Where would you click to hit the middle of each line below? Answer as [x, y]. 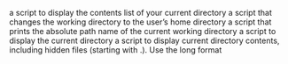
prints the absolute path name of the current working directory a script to [143, 31]
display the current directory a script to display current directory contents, [144, 40]
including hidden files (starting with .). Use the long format [116, 50]
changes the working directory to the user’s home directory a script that [140, 22]
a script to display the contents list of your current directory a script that [140, 13]
